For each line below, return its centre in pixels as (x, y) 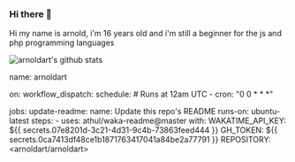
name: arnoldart (38, 77)
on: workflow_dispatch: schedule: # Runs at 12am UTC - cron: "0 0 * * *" (141, 94)
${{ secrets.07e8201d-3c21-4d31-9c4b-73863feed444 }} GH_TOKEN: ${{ (144, 130)
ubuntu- (266, 112)
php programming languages (62, 42)
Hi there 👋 (31, 14)
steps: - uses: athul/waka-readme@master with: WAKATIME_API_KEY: (159, 121)
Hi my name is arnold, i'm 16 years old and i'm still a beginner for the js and (146, 34)
